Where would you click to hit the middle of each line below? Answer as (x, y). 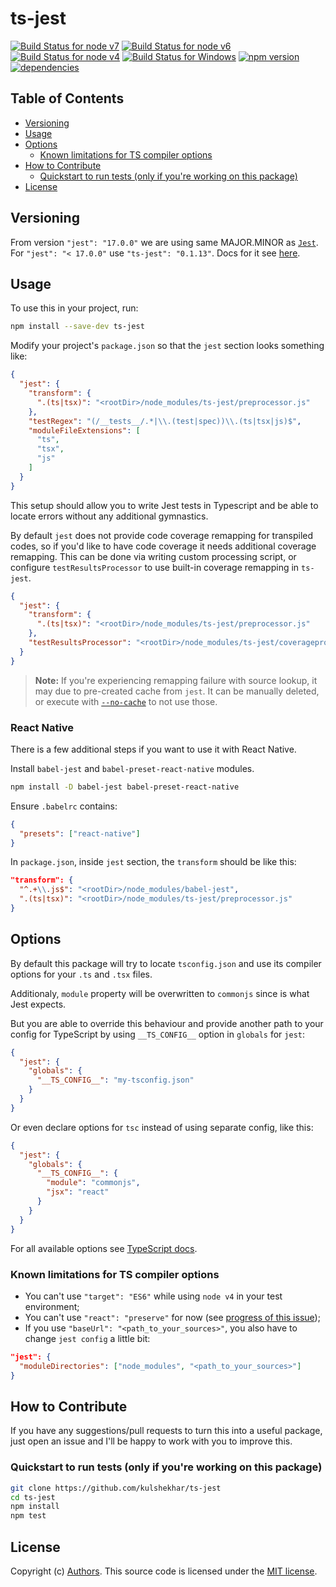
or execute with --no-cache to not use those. (126, 701)
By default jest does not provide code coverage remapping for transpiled (162, 535)
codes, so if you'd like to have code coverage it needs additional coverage (163, 546)
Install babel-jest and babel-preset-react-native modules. (132, 768)
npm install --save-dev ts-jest (77, 327)
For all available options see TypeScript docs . (104, 1248)
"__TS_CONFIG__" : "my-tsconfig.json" (115, 1080)
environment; (52, 1306)
